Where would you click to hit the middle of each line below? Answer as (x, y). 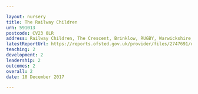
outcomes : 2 (21, 66)
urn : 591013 (21, 28)
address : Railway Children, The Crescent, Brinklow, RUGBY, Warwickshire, (100, 39)
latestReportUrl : (27, 44)
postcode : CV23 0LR (30, 33)
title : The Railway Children (42, 22)
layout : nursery (26, 16)
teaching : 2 (21, 50)
